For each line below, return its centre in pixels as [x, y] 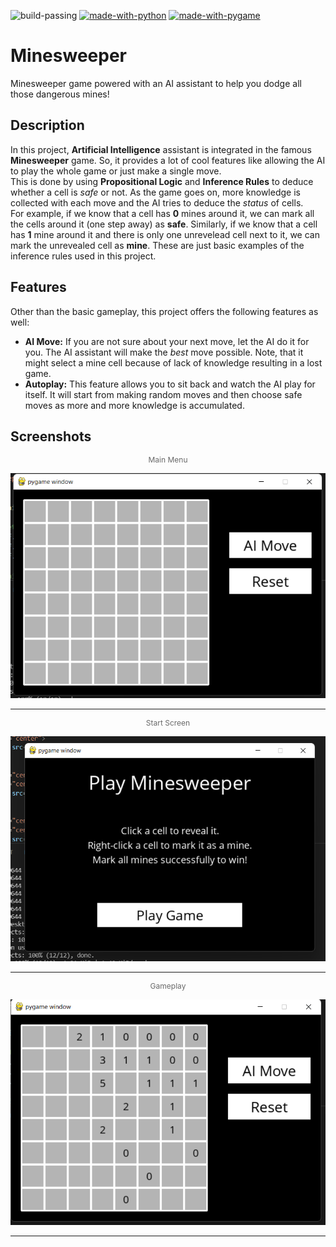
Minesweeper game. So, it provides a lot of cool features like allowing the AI [168, 160]
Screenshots [51, 436]
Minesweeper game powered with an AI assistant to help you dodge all [156, 83]
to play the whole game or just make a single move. [116, 171]
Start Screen [168, 723]
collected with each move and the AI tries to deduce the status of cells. [157, 202]
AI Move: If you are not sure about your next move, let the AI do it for [167, 341]
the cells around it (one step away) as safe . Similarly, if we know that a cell [164, 224]
